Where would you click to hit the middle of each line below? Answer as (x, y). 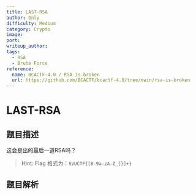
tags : (13, 52)
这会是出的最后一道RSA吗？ (41, 150)
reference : (20, 69)
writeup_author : (27, 46)
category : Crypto (28, 29)
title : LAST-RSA (27, 12)
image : (15, 35)
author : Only (23, 18)
